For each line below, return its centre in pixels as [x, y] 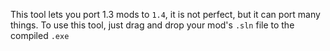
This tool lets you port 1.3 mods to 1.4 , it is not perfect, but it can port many [165, 14]
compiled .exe [40, 35]
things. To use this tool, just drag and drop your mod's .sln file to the [152, 25]
